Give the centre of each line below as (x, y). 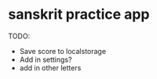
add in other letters (50, 67)
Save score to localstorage (63, 51)
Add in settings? (46, 59)
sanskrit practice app (79, 14)
